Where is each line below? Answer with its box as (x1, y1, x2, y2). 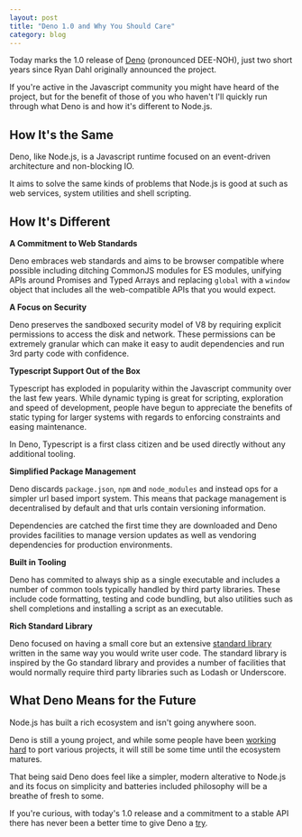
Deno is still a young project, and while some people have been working (9, 734, 277, 745)
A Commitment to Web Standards (9, 238, 138, 248)
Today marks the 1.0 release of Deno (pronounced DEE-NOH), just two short (9, 55, 293, 66)
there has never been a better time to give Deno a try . (9, 817, 208, 828)
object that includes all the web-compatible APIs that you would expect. (9, 284, 277, 294)
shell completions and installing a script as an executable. (9, 603, 224, 614)
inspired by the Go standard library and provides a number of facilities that (9, 657, 287, 668)
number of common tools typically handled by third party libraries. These (9, 584, 281, 594)
